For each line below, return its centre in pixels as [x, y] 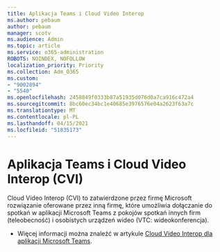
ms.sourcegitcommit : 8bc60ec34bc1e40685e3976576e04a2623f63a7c [101, 104]
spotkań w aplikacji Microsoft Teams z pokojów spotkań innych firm [104, 213]
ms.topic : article [34, 46]
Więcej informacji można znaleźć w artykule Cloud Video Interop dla [115, 234]
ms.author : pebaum [34, 20]
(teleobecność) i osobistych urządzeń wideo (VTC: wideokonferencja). [108, 220]
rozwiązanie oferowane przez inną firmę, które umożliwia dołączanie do [110, 205]
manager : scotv [29, 33]
